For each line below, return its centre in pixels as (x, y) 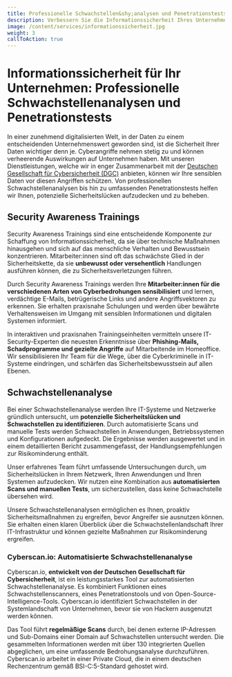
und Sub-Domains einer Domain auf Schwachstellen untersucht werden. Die (116, 636)
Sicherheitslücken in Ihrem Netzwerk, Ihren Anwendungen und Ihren (104, 474)
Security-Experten (33, 341)
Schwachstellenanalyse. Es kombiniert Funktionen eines (87, 586)
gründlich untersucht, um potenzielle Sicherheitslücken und (94, 416)
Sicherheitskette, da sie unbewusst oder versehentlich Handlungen (104, 263)
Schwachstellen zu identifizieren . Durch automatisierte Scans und (103, 424)
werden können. (30, 615)
